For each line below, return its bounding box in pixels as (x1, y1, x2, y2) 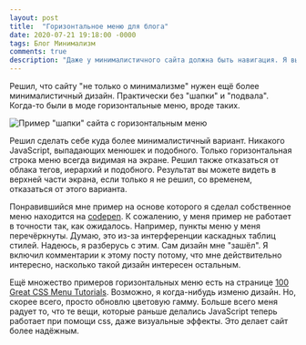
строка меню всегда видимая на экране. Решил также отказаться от (9, 155, 280, 165)
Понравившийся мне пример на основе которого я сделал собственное (9, 201, 291, 212)
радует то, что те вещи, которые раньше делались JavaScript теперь (9, 306, 278, 317)
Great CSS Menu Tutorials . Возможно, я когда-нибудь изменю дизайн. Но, (9, 287, 297, 297)
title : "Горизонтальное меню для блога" (9, 22, 169, 31)
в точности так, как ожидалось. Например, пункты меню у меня (9, 220, 261, 231)
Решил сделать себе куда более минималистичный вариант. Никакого (9, 136, 285, 146)
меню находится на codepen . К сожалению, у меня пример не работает (9, 211, 291, 221)
